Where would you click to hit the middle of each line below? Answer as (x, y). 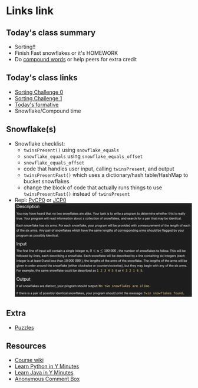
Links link (30, 11)
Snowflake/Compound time (48, 111)
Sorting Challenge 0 (39, 92)
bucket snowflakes (46, 181)
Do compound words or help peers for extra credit (76, 59)
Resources (26, 346)
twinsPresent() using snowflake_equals (71, 150)
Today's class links (42, 78)
